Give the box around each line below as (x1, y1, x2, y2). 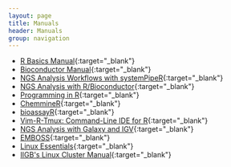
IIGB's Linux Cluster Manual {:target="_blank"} (19, 150, 172, 160)
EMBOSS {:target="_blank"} (19, 133, 111, 143)
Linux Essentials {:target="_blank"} (19, 141, 134, 151)
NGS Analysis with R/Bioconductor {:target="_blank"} (19, 82, 195, 92)
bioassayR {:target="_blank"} (19, 108, 115, 117)
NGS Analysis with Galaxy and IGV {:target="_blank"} (19, 124, 194, 134)
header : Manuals (8, 26, 63, 35)
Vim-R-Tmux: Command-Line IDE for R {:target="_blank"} (19, 116, 209, 125)
